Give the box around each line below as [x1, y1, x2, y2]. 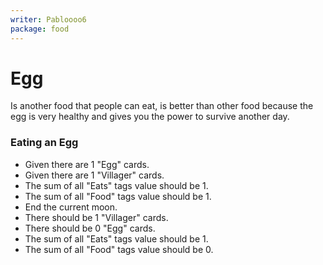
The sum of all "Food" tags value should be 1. [24, 190, 212, 202]
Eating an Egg [10, 136, 79, 150]
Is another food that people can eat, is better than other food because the [10, 100, 314, 112]
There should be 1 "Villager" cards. [24, 211, 169, 223]
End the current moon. [24, 201, 118, 213]
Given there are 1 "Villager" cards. [24, 169, 165, 181]
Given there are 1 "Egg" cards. [24, 158, 150, 170]
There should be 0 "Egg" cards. [24, 222, 156, 234]
